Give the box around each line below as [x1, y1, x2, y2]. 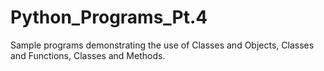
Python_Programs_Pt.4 [10, 6, 208, 29]
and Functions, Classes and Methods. [10, 49, 166, 61]
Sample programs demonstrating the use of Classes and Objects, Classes [10, 39, 315, 51]
